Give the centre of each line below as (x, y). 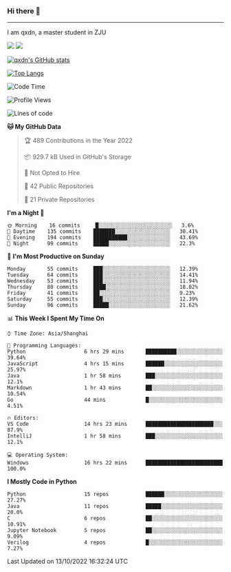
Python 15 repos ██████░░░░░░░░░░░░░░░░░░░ (115, 494)
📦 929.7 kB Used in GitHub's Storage (77, 157)
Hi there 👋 (24, 11)
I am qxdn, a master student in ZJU (57, 32)
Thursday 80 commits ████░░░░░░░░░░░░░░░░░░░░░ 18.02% (102, 287)
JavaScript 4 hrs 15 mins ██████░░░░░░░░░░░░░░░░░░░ (115, 364)
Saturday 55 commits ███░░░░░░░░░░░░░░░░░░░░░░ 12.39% (102, 299)
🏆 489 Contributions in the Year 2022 (78, 141)
